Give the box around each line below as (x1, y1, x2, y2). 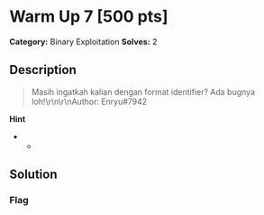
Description (9, 62, 77, 78)
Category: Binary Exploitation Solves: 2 (9, 36, 158, 47)
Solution (9, 167, 58, 182)
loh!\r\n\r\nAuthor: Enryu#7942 (31, 96, 148, 107)
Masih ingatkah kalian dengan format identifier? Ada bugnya (31, 86, 255, 97)
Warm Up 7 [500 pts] (9, 6, 168, 27)
